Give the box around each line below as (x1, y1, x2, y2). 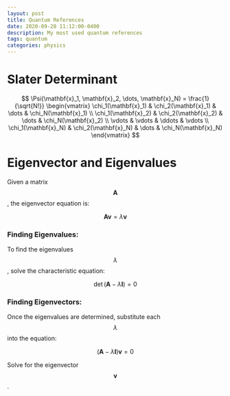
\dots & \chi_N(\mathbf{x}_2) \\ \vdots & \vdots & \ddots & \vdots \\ (21, 116, 209, 124)
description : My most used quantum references (7, 29, 143, 36)
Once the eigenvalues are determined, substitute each (7, 313, 161, 321)
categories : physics (7, 42, 67, 49)
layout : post (7, 10, 45, 17)
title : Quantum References (7, 16, 84, 23)
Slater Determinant (7, 71, 118, 87)
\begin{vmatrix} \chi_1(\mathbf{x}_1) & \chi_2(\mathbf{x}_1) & (45, 101, 216, 110)
